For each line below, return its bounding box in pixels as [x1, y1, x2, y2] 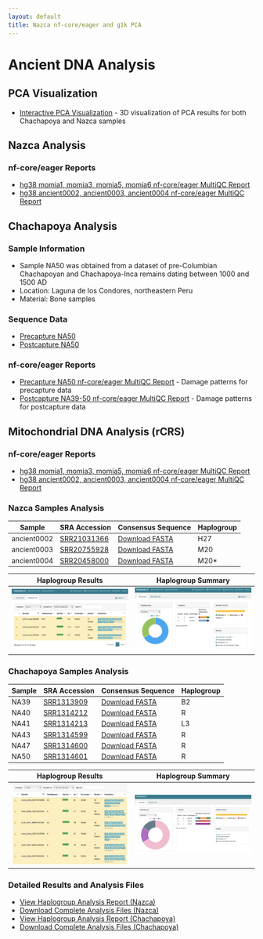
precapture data [19, 385, 72, 395]
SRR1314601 [43, 752, 88, 761]
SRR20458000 [59, 555, 110, 565]
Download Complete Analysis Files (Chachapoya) [19, 923, 179, 932]
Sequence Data [8, 314, 68, 325]
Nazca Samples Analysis [8, 503, 104, 514]
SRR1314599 [43, 730, 88, 739]
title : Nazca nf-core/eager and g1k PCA [8, 20, 142, 29]
